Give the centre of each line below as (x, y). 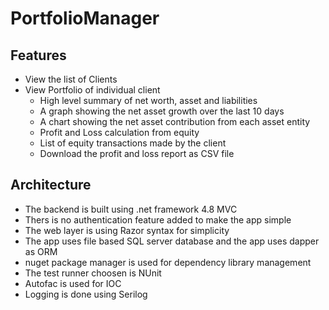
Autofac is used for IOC (73, 283)
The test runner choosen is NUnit (93, 273)
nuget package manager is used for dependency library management (168, 262)
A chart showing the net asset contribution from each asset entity (175, 121)
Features (38, 55)
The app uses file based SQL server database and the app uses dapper (172, 241)
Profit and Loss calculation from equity (119, 132)
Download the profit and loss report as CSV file (137, 153)
